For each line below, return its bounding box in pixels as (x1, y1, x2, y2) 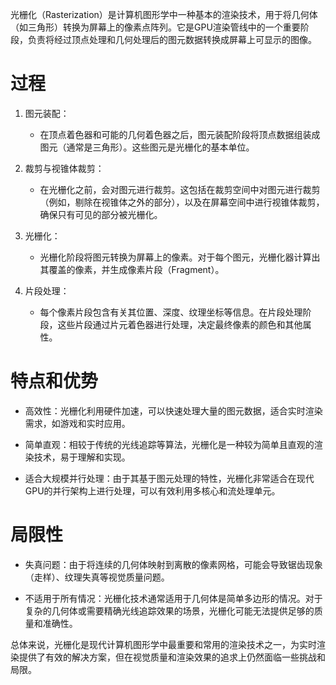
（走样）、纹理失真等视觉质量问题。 (24, 571, 170, 583)
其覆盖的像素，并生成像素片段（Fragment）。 (39, 263, 225, 275)
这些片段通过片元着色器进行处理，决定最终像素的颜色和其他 (57, 318, 303, 330)
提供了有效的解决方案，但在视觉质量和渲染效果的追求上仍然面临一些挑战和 (18, 651, 326, 663)
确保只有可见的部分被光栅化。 (39, 208, 163, 220)
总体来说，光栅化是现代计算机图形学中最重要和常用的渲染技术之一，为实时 (10, 638, 317, 650)
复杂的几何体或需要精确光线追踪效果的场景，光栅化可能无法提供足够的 (24, 604, 315, 617)
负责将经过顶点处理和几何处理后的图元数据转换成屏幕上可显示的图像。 (27, 34, 317, 45)
